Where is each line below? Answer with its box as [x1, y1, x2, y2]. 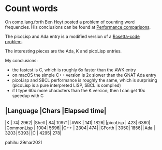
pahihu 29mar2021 [5, 139, 43, 145]
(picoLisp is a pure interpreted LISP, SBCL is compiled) [12, 82, 121, 88]
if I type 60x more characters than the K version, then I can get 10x [12, 87, 145, 93]
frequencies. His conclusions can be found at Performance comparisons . [5, 24, 151, 30]
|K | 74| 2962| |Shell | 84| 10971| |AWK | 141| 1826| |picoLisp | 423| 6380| [5, 119, 151, 125]
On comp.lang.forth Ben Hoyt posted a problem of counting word [5, 19, 135, 25]
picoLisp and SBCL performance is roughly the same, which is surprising [12, 77, 157, 83]
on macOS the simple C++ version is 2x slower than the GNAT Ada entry [12, 72, 157, 78]
